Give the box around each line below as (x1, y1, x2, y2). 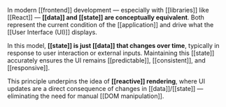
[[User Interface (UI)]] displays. (7, 28, 98, 36)
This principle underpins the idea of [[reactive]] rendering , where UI (7, 77, 205, 85)
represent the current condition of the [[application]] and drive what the (7, 21, 214, 28)
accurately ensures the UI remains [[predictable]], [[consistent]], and (7, 56, 206, 65)
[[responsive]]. (7, 64, 50, 72)
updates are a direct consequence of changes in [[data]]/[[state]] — (7, 85, 204, 92)
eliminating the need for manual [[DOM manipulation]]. (7, 92, 164, 100)
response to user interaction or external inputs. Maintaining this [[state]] (7, 49, 215, 57)
